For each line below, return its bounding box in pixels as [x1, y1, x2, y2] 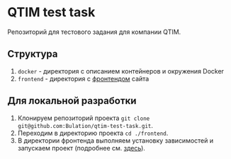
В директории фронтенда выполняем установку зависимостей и [17, 136, 214, 145]
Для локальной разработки [7, 95, 137, 107]
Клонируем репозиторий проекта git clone [17, 114, 150, 122]
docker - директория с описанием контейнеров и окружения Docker [17, 66, 225, 75]
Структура [7, 48, 58, 60]
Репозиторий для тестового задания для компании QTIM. [7, 28, 181, 36]
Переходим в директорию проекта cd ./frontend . [17, 129, 169, 137]
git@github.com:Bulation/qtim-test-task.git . [17, 121, 154, 129]
